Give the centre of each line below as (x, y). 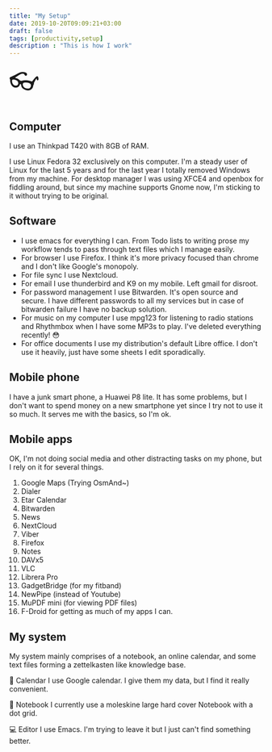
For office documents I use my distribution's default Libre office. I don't (139, 343)
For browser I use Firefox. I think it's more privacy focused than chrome (140, 257)
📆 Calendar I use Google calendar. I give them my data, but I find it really (129, 681)
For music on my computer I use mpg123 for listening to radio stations (137, 318)
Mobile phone (44, 377)
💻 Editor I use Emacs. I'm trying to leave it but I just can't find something (130, 729)
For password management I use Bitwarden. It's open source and (130, 292)
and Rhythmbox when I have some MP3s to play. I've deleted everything (141, 326)
